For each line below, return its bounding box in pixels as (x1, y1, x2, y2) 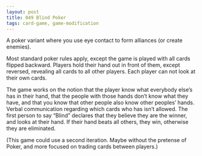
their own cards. (6, 74, 47, 82)
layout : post (6, 8, 39, 15)
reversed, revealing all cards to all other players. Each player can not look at (6, 68, 196, 75)
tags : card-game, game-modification (6, 20, 99, 26)
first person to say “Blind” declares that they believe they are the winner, (6, 112, 187, 119)
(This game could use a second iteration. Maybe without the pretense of (6, 137, 187, 144)
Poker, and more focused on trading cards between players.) (6, 143, 158, 151)
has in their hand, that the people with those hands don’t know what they (6, 92, 189, 100)
